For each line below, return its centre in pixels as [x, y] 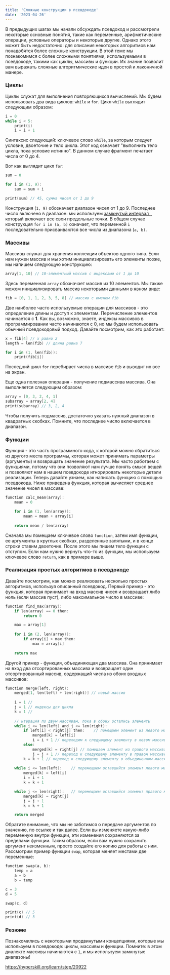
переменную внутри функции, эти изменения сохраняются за [72, 835]
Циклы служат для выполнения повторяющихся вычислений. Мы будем [83, 96]
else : [29, 745]
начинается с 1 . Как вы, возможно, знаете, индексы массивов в [74, 318]
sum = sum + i [29, 189]
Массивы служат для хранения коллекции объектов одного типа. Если [82, 254]
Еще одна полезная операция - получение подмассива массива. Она [80, 382]
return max [26, 653]
